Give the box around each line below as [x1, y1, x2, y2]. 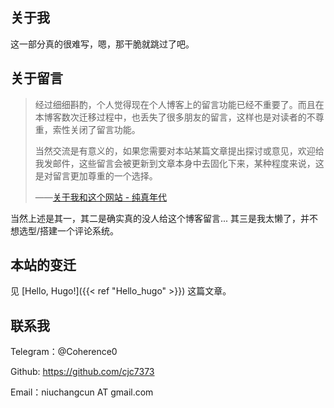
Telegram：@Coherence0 [10, 346, 118, 358]
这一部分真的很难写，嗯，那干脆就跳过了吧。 [10, 38, 195, 50]
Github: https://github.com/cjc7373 [10, 366, 155, 378]
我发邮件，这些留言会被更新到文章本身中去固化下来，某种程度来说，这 [34, 157, 325, 169]
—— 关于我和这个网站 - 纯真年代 [34, 191, 168, 203]
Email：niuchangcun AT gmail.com [10, 386, 154, 398]
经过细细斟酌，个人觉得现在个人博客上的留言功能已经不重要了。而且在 [34, 98, 325, 110]
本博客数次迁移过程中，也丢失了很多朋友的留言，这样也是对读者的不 [34, 111, 316, 123]
